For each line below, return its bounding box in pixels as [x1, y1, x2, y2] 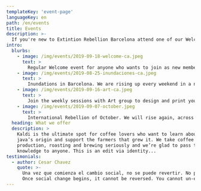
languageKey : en [6, 14, 47, 20]
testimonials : [6, 153, 42, 159]
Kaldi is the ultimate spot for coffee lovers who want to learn [17, 131, 184, 138]
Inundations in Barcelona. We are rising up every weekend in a [28, 81, 191, 87]
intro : [6, 43, 23, 48]
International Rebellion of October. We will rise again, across [28, 114, 194, 120]
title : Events [6, 25, 42, 32]
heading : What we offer [11, 120, 71, 126]
